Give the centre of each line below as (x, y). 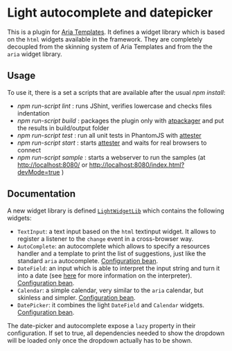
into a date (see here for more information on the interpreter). (105, 276)
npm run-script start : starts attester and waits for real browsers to (112, 143)
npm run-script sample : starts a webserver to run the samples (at (111, 157)
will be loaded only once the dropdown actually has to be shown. (100, 340)
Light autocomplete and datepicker (110, 13)
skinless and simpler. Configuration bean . (77, 297)
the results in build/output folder (63, 128)
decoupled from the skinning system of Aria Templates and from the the (110, 46)
